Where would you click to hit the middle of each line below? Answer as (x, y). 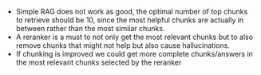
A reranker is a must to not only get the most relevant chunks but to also (134, 37)
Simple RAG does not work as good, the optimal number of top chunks (132, 12)
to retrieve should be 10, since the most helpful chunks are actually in (130, 20)
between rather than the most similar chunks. (90, 28)
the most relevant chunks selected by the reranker (99, 62)
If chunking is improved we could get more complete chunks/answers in (134, 54)
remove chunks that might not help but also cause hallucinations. (123, 45)
